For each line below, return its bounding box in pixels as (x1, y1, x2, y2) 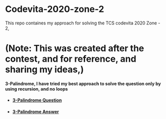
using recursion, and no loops (5, 86, 68, 92)
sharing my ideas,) (5, 64, 84, 75)
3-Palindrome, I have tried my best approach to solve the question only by (5, 81, 161, 87)
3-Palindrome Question (12, 97, 62, 103)
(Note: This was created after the (5, 43, 144, 54)
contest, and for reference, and (5, 53, 137, 65)
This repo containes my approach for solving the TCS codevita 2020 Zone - (5, 20, 161, 26)
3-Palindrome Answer (12, 109, 59, 115)
